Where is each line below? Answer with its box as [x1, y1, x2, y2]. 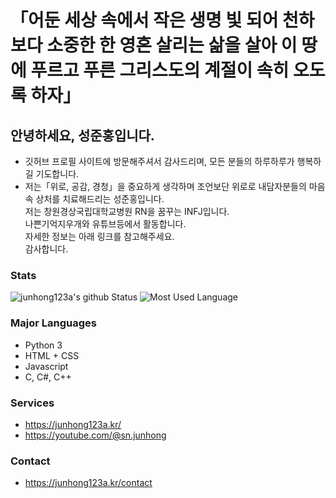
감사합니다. [24, 243, 69, 255]
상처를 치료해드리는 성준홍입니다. [35, 193, 165, 205]
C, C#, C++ [24, 371, 72, 383]
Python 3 [24, 339, 63, 351]
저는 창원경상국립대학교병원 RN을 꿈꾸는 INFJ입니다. [24, 206, 230, 217]
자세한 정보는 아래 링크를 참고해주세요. [24, 231, 175, 242]
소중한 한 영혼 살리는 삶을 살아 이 [46, 34, 298, 57]
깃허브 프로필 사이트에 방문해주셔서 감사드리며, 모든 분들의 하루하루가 [24, 156, 295, 167]
